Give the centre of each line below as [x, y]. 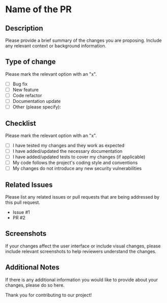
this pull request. [23, 203]
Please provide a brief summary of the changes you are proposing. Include [83, 40]
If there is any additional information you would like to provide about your [82, 280]
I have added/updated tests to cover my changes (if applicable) [79, 157]
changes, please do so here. [35, 285]
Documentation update [37, 101]
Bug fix [20, 84]
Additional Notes [32, 268]
